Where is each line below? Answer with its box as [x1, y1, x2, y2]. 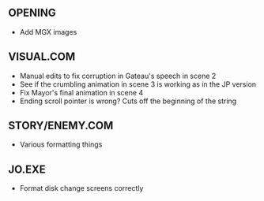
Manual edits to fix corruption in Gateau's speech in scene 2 [19, 71, 217, 80]
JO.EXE [8, 162, 46, 176]
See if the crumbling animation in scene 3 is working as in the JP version [19, 79, 257, 89]
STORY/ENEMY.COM [8, 119, 114, 132]
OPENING [8, 6, 57, 20]
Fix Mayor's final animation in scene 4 [19, 87, 144, 97]
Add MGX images [19, 27, 77, 36]
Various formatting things [19, 140, 103, 149]
